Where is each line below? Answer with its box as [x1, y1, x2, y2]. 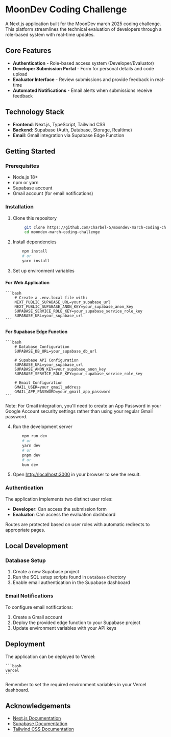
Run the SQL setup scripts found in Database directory [12, 574, 126, 580]
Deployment [5, 640, 45, 649]
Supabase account [12, 185, 53, 191]
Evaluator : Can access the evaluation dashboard [12, 511, 116, 517]
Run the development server [12, 423, 73, 430]
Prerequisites [5, 162, 39, 169]
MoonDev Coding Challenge [5, 4, 127, 15]
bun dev [22, 462, 38, 468]
